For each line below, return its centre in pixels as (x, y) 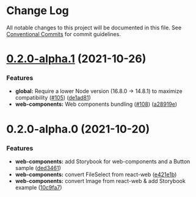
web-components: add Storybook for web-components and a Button (103, 161)
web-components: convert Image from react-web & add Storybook (100, 180)
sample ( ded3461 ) (38, 168)
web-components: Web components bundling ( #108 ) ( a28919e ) (96, 104)
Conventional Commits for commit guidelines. (64, 34)
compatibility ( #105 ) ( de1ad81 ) (53, 98)
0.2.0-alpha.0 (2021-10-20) (78, 129)
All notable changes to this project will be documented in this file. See (94, 28)
